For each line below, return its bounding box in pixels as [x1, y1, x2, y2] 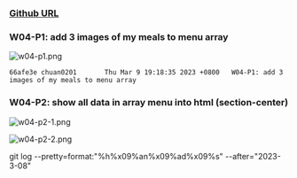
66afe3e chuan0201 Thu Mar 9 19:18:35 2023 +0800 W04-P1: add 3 [9, 68, 284, 77]
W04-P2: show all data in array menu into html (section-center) [9, 97, 289, 109]
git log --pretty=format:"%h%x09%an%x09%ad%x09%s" [9, 151, 223, 161]
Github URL [9, 7, 59, 19]
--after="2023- [224, 151, 281, 161]
